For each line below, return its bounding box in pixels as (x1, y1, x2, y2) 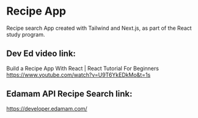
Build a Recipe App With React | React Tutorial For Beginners (6, 64, 159, 72)
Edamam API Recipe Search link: (6, 89, 133, 99)
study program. (6, 30, 45, 38)
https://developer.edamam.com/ (6, 105, 87, 112)
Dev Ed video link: (6, 49, 76, 59)
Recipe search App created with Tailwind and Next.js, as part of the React (6, 24, 192, 32)
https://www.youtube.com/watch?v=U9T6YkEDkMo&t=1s (6, 71, 151, 78)
